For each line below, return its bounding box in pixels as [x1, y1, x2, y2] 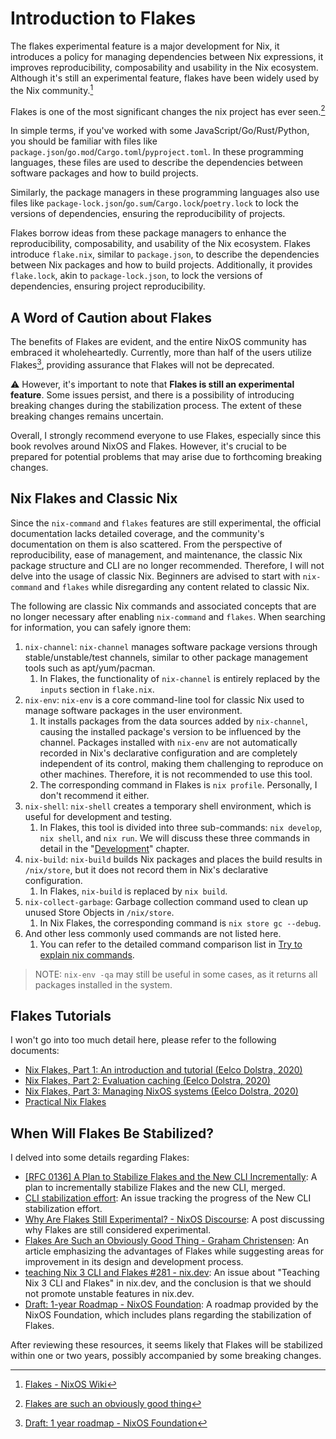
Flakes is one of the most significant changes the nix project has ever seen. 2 [10, 103, 326, 117]
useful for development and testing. [24, 810, 173, 822]
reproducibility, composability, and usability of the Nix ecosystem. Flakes [10, 238, 312, 250]
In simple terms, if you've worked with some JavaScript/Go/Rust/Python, [10, 125, 310, 137]
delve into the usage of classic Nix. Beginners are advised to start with [10, 570, 301, 582]
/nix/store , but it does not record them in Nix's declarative [24, 863, 269, 876]
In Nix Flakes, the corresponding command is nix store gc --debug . [39, 917, 322, 929]
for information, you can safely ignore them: [10, 621, 192, 633]
